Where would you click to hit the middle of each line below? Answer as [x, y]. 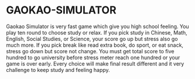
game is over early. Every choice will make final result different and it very [95, 63]
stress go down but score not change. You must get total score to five [90, 51]
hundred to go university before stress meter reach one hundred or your [93, 57]
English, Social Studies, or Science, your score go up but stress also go [92, 39]
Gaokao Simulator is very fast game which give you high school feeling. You [97, 26]
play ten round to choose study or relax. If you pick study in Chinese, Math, [97, 32]
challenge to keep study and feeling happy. [58, 70]
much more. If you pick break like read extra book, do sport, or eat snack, [95, 45]
